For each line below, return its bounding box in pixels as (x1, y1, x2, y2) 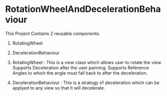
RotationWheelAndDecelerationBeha (5, 3, 161, 15)
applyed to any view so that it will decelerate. (12, 85, 106, 91)
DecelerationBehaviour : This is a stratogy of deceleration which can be (12, 80, 160, 86)
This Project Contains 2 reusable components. (5, 30, 101, 36)
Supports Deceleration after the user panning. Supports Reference (12, 65, 149, 71)
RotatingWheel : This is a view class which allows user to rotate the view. (12, 59, 162, 65)
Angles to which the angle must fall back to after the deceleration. (12, 70, 148, 76)
